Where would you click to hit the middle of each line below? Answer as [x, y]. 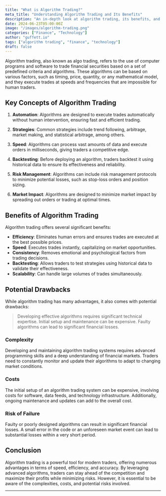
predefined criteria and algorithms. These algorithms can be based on [76, 71]
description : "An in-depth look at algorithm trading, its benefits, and [83, 19]
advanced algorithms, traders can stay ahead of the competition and [75, 473]
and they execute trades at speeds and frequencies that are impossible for [81, 82]
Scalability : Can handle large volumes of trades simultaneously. [77, 274]
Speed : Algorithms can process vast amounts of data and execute [80, 144]
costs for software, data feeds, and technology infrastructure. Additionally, [81, 395]
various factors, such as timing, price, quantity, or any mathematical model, [82, 76]
